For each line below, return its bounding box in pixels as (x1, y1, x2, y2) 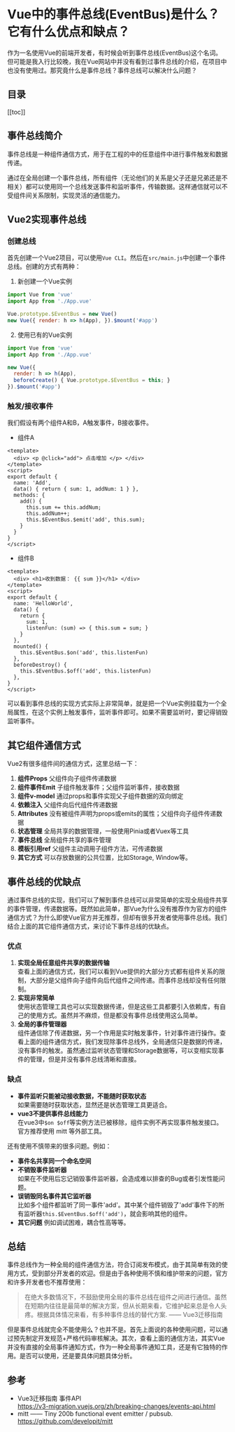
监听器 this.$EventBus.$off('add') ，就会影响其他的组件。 (23, 1209, 191, 1218)
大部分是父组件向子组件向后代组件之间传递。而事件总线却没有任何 (29, 976, 220, 985)
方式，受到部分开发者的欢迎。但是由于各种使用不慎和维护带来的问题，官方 (13, 1269, 228, 1278)
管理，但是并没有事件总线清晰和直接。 (29, 1055, 141, 1063)
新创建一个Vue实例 (17, 277, 72, 286)
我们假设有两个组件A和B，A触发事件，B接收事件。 (7, 418, 152, 427)
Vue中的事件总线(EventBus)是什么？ (7, 6, 220, 22)
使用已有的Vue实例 (17, 331, 72, 339)
